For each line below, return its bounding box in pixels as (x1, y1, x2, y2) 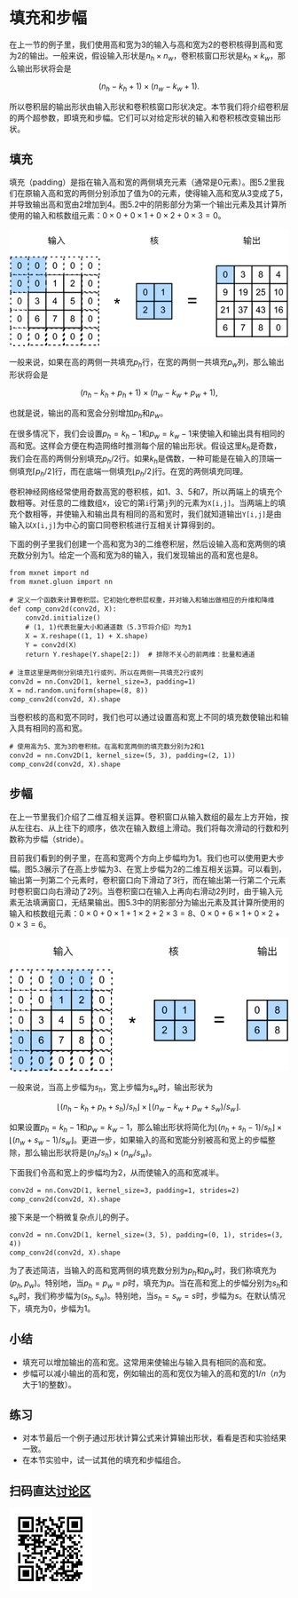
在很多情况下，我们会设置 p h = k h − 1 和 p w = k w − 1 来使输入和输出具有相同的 (9, 428, 286, 440)
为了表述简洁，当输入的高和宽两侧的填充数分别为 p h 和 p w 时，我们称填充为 (9, 1265, 277, 1278)
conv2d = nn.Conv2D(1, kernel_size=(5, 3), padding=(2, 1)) (9, 751, 237, 760)
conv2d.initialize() (25, 613, 101, 622)
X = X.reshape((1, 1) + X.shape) (25, 631, 149, 640)
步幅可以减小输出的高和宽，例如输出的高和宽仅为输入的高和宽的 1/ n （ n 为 (21, 1368, 286, 1379)
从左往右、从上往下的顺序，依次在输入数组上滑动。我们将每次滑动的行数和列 (9, 822, 289, 833)
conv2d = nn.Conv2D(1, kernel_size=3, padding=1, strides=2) (9, 1186, 240, 1195)
